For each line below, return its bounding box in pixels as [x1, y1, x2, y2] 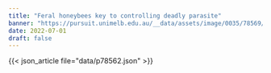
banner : [8, 19, 35, 27]
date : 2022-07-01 [8, 26, 67, 34]
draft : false [8, 34, 52, 43]
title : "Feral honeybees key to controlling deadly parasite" [8, 11, 222, 20]
